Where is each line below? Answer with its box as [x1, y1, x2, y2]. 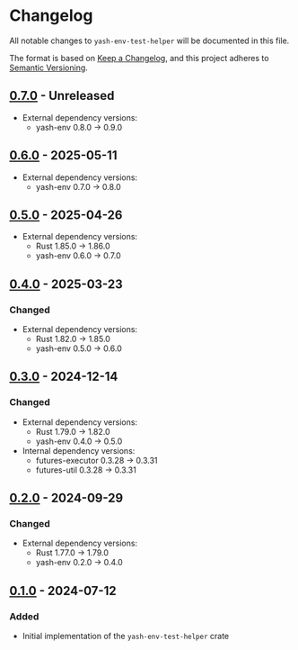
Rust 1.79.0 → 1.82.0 [35, 426, 110, 437]
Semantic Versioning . [9, 62, 88, 73]
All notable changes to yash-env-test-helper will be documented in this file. [9, 35, 290, 46]
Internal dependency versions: [22, 445, 136, 456]
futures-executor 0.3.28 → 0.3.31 [35, 455, 158, 465]
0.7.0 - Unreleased [9, 88, 115, 104]
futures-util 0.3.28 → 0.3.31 [35, 465, 136, 475]
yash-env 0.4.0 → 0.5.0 [35, 436, 123, 447]
